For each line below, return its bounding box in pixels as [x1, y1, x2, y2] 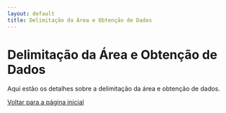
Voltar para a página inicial [7, 98, 84, 107]
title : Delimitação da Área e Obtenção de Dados [7, 17, 152, 24]
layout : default [7, 10, 55, 17]
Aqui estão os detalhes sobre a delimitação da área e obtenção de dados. [7, 84, 220, 93]
